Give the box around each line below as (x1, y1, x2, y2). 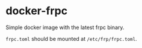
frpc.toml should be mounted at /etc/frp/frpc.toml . (5, 35, 137, 42)
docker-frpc (5, 4, 67, 18)
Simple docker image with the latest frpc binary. (5, 24, 125, 31)
